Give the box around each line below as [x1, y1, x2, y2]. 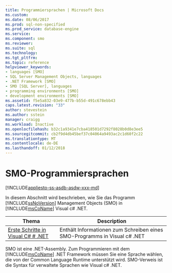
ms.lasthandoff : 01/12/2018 [5, 145, 66, 151]
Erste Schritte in [8, 226, 46, 233]
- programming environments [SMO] [5, 88, 79, 94]
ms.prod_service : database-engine [5, 27, 79, 32]
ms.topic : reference [5, 60, 50, 65]
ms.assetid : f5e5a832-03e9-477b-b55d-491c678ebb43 [5, 98, 116, 103]
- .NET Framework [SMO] [5, 79, 56, 84]
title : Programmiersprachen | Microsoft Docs [5, 7, 104, 13]
